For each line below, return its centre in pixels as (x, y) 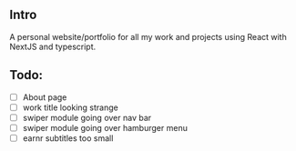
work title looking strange (70, 107)
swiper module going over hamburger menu (105, 127)
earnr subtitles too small (68, 138)
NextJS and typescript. (53, 46)
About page (45, 97)
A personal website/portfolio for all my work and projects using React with (148, 36)
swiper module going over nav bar (87, 117)
